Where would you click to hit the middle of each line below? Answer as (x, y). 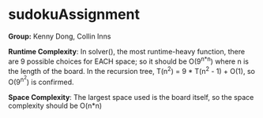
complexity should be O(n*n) (55, 105)
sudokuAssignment (74, 15)
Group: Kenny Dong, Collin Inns (60, 36)
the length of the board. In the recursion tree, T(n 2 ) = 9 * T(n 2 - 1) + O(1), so (131, 70)
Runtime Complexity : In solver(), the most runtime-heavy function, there (127, 51)
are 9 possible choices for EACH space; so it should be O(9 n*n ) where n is (128, 61)
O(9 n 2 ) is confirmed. (41, 81)
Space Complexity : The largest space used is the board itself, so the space (131, 97)
